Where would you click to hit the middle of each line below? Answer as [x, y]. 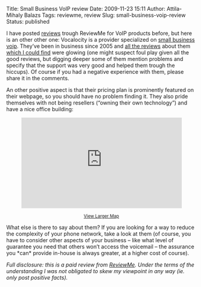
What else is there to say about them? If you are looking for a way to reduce [101, 227]
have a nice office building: [40, 109]
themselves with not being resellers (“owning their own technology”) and [97, 103]
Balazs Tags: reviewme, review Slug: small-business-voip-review [105, 15]
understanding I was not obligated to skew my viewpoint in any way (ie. [96, 271]
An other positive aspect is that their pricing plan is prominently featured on [100, 90]
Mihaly [14, 15]
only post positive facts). [37, 278]
